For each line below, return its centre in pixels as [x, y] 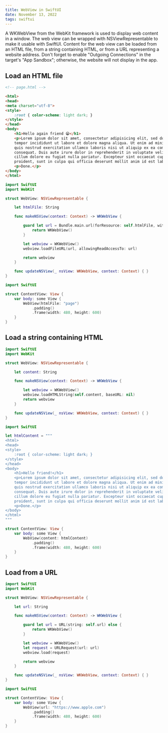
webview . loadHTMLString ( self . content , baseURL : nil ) [79, 395]
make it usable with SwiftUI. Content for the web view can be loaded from [81, 44]
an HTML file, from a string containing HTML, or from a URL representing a [82, 49]
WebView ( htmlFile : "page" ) [51, 303]
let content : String [35, 372]
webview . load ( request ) [47, 652]
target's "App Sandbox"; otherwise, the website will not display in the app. [81, 60]
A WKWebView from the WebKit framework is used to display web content [82, 34]
